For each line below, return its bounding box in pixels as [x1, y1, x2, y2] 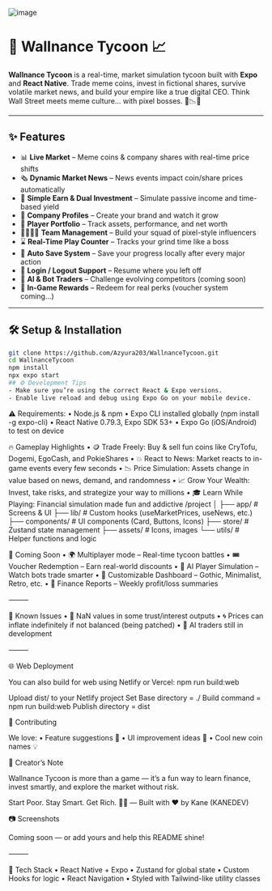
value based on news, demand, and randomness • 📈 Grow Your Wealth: [8, 475, 250, 485]
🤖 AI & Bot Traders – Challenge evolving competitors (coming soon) [19, 274, 247, 283]
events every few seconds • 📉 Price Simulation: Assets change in [28, 463, 249, 473]
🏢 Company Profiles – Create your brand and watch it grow [19, 210, 219, 220]
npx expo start [8, 371, 60, 380]
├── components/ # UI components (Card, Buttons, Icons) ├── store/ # [8, 516, 249, 526]
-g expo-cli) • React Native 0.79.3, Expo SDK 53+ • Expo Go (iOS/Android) [8, 417, 257, 426]
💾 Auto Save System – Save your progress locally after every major [19, 248, 245, 258]
